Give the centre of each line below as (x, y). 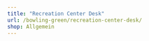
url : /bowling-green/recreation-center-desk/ (74, 20)
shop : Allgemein (31, 26)
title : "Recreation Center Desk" (56, 14)
